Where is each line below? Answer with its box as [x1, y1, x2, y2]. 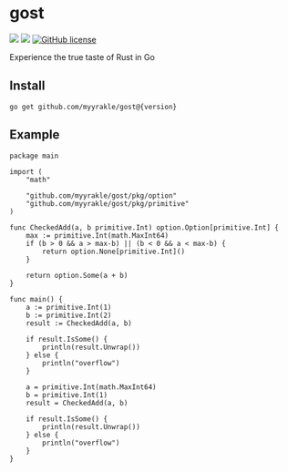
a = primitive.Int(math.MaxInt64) [26, 382, 157, 392]
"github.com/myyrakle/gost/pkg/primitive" [26, 199, 190, 208]
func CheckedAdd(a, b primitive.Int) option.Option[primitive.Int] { [9, 222, 280, 232]
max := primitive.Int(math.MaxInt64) [26, 231, 170, 240]
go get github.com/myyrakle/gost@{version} [9, 102, 178, 111]
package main [9, 151, 59, 160]
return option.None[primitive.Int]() [42, 247, 185, 256]
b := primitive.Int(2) [26, 311, 112, 320]
